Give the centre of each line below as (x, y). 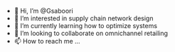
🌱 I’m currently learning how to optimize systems (86, 26)
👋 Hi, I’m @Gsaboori (43, 11)
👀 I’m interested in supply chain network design (84, 18)
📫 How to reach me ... (47, 41)
